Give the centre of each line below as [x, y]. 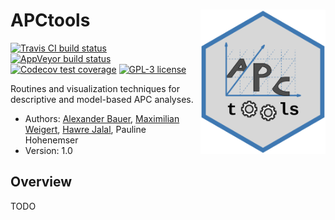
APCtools [50, 20]
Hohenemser [51, 140]
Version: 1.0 [48, 150]
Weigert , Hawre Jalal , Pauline [85, 129]
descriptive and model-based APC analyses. [102, 99]
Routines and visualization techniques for [95, 88]
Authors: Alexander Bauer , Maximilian [102, 118]
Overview [41, 182]
